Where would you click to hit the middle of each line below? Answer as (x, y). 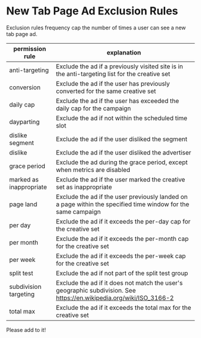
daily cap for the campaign (94, 108)
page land (23, 204)
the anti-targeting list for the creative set (113, 74)
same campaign (78, 212)
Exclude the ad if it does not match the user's (119, 283)
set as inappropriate (84, 187)
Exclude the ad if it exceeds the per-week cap (121, 256)
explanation (124, 52)
